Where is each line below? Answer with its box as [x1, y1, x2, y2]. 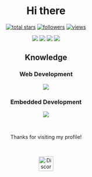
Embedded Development [10, 98, 82, 106]
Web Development [19, 70, 73, 79]
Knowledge [24, 53, 68, 63]
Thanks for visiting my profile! [10, 133, 82, 140]
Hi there [26, 4, 66, 18]
